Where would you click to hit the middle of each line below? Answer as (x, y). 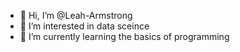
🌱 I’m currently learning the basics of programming (124, 36)
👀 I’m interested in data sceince (84, 26)
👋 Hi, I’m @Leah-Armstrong (76, 15)
